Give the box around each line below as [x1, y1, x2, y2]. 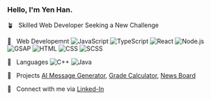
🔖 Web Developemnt [7, 37, 70, 46]
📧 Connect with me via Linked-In [7, 85, 104, 93]
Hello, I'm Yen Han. [7, 5, 73, 15]
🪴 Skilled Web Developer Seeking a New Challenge [7, 21, 159, 29]
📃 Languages [7, 58, 49, 67]
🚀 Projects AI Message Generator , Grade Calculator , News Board [7, 72, 196, 80]
